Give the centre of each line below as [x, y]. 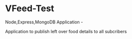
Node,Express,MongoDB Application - [44, 22]
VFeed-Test [30, 9]
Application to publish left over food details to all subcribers [66, 31]
